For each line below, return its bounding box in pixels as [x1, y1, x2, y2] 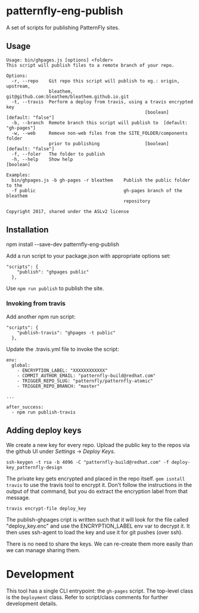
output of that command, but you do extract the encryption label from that [6, 488, 188, 495]
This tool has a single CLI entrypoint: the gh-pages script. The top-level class [6, 587, 194, 594]
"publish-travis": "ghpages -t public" [17, 329, 116, 335]
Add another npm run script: [6, 313, 76, 320]
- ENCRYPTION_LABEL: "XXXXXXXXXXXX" [17, 367, 108, 374]
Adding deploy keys [6, 426, 82, 436]
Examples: [6, 172, 31, 178]
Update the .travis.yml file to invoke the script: [6, 345, 119, 353]
